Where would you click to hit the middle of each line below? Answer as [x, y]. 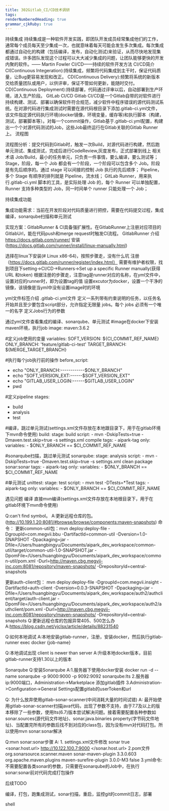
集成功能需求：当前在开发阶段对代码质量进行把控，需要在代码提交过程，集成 [84, 210]
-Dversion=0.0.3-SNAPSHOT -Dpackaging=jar [102, 588]
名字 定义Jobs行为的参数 [39, 311]
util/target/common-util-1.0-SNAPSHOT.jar [50, 550]
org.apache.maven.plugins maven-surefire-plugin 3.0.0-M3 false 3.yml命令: [84, 760]
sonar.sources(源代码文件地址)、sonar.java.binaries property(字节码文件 [80, 719]
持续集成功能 [18, 200]
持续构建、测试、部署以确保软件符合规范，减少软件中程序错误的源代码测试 [82, 102]
